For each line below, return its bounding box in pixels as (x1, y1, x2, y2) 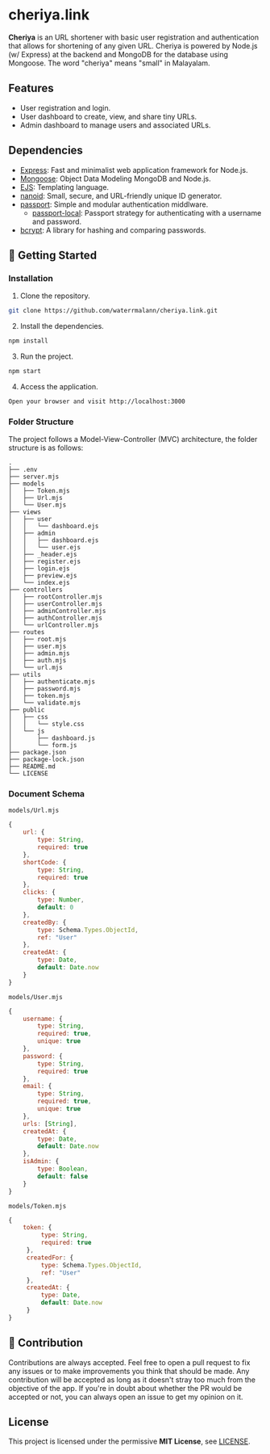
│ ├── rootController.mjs (8, 593, 103, 601)
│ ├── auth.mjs (8, 657, 67, 665)
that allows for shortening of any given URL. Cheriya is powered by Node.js (8, 40, 258, 50)
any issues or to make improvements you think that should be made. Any (8, 1366, 250, 1376)
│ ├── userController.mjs (8, 600, 103, 608)
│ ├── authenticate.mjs (8, 678, 95, 686)
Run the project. (19, 351, 74, 361)
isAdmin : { (23, 1158, 60, 1166)
